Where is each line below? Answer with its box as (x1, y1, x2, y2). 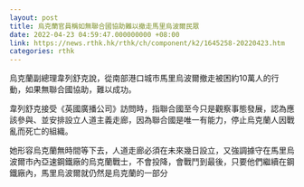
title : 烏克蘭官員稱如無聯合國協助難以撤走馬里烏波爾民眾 (9, 22, 200, 31)
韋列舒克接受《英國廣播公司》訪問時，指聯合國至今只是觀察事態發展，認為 (9, 103, 287, 114)
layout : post (9, 13, 59, 23)
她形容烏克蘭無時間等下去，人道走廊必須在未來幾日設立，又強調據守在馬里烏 (9, 145, 295, 156)
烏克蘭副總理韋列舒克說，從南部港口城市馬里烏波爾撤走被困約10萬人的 (9, 73, 271, 84)
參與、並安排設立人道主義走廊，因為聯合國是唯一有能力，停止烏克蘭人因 (16, 115, 287, 126)
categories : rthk (9, 47, 75, 56)
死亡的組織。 (24, 126, 73, 136)
